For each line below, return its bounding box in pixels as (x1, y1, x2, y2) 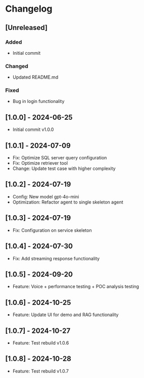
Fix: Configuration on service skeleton (12, 227, 92, 233)
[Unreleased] (5, 23, 48, 32)
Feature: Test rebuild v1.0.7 (12, 368, 69, 374)
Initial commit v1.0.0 (12, 126, 54, 132)
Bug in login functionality (12, 98, 65, 105)
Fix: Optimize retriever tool (12, 160, 68, 166)
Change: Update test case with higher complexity (12, 165, 116, 171)
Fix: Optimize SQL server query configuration (12, 155, 107, 161)
